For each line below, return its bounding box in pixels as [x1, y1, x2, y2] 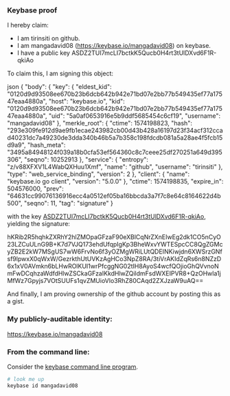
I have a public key [16, 49, 71, 57]
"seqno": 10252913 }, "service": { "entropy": [23, 156, 149, 164]
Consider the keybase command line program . [7, 362, 139, 371]
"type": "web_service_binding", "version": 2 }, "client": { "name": [7, 170, 190, 178]
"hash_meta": [27, 141, 66, 149]
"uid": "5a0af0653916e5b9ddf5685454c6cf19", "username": [48, 112, 221, 120]
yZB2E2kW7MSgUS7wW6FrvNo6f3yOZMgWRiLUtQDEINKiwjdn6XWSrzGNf [7, 247, 223, 256]
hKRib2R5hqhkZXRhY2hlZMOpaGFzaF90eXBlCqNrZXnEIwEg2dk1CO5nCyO [7, 233, 222, 241]
